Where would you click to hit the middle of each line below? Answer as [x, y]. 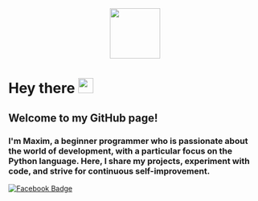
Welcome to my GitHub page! [83, 118]
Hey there [42, 88]
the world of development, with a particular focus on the [121, 150]
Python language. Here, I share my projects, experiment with [129, 161]
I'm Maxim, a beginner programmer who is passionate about [128, 141]
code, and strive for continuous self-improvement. [109, 170]
